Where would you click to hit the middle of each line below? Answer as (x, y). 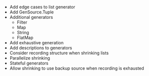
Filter (22, 22)
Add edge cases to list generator (42, 7)
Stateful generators (29, 63)
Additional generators (31, 17)
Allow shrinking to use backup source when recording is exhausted (77, 68)
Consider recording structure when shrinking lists (59, 53)
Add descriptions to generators (41, 48)
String (23, 32)
